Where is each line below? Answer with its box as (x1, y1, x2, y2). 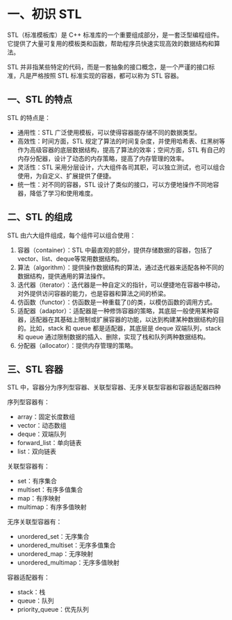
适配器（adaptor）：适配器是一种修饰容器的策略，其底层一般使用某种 (17, 306, 213, 315)
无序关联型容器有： (7, 518, 63, 526)
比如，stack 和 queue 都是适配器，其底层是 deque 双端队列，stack (29, 324, 221, 332)
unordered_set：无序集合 (17, 533, 90, 541)
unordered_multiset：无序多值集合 (17, 541, 116, 549)
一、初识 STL (7, 6, 82, 22)
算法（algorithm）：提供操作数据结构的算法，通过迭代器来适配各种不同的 (17, 263, 224, 271)
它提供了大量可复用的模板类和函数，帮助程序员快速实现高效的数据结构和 (7, 39, 214, 47)
